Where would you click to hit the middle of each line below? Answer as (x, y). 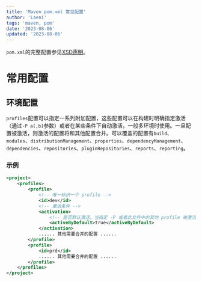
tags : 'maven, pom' (31, 23)
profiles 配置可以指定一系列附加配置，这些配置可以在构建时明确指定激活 (96, 118)
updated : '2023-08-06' (35, 34)
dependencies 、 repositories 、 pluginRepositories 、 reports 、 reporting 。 (98, 149)
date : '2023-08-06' (31, 29)
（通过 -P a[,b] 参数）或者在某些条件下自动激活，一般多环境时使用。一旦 (96, 126)
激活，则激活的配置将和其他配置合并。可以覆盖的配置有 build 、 (94, 133)
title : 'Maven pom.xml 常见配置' (46, 12)
